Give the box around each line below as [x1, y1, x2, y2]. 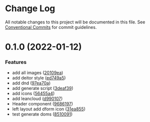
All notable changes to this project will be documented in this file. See [5, 19, 146, 25]
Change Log [5, 3, 55, 14]
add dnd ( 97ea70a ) [12, 80, 51, 86]
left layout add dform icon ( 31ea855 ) [12, 106, 86, 112]
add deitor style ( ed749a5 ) [12, 75, 66, 81]
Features [5, 59, 27, 66]
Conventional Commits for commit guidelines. [5, 24, 97, 30]
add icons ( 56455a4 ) [12, 91, 55, 97]
